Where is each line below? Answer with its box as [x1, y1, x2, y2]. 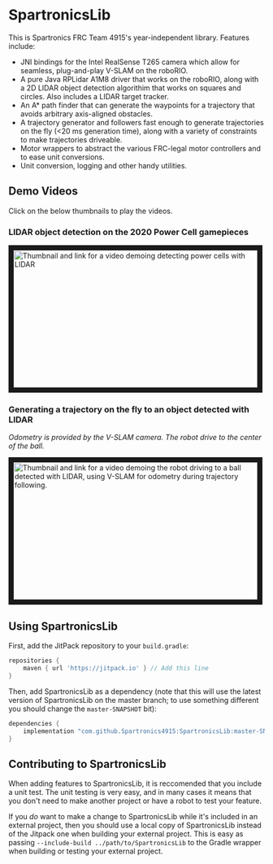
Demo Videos [8, 185, 79, 199]
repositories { [8, 657, 60, 665]
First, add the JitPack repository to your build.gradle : [8, 641, 189, 651]
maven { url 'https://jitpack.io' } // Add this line [23, 665, 209, 673]
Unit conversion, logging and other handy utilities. [19, 160, 188, 170]
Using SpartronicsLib [8, 619, 118, 633]
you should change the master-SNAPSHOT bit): [8, 704, 157, 713]
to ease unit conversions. [19, 152, 106, 162]
